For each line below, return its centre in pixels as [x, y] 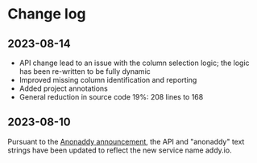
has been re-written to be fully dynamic [85, 71]
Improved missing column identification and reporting [108, 80]
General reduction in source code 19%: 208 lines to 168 [111, 97]
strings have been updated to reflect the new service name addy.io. [120, 150]
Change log [47, 14]
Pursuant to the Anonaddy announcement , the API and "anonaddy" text [126, 141]
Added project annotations [63, 88]
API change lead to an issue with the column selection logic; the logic [135, 63]
